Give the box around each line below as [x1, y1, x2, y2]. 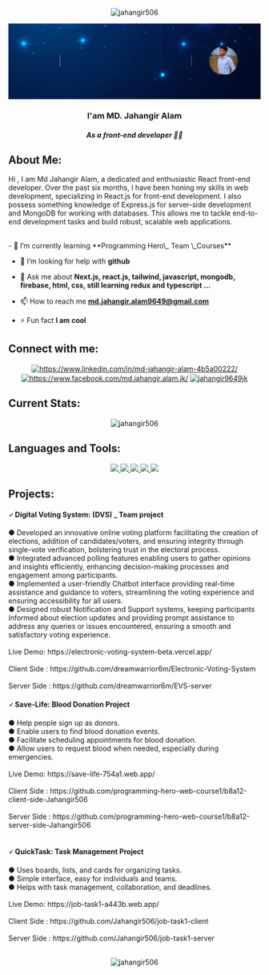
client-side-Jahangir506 [8, 794, 88, 804]
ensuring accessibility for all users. [8, 596, 123, 606]
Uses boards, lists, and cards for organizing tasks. [16, 865, 183, 875]
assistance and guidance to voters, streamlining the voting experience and [8, 587, 255, 597]
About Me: [8, 153, 62, 167]
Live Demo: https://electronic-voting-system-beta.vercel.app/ [8, 647, 212, 657]
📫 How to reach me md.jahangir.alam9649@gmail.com [19, 296, 210, 306]
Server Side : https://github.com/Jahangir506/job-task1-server [8, 933, 215, 943]
